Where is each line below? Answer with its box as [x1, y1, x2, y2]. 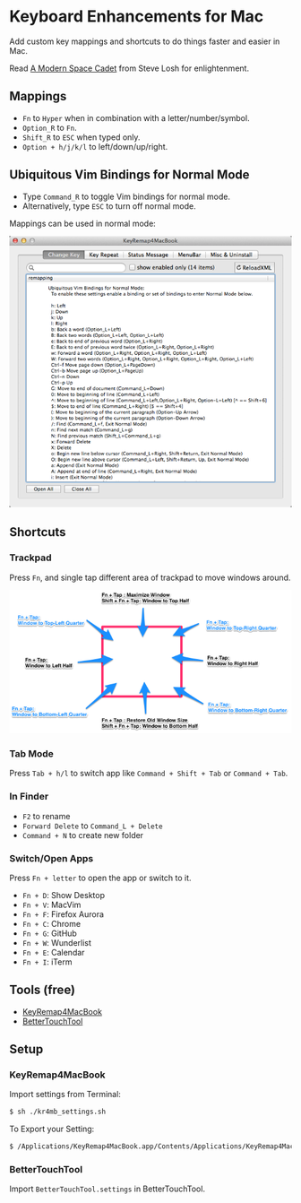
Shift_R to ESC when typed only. [21, 132, 141, 143]
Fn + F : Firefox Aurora [21, 908, 105, 920]
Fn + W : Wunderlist [21, 937, 92, 948]
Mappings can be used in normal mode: [9, 218, 157, 229]
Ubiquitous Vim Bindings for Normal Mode [9, 168, 250, 183]
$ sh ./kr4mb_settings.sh [9, 1107, 106, 1117]
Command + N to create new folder [21, 829, 144, 840]
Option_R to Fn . [21, 122, 78, 133]
